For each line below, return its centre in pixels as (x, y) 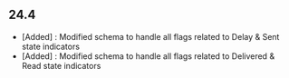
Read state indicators (61, 65)
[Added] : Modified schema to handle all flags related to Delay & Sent (150, 36)
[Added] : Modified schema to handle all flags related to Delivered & (148, 56)
